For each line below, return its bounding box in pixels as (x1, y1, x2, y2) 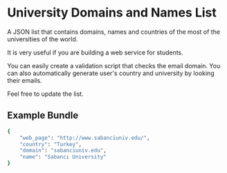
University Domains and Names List (7, 5, 217, 21)
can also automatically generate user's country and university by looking (7, 69, 215, 77)
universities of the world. (7, 34, 78, 43)
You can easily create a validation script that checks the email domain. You (7, 61, 221, 70)
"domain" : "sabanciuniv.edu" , (19, 147, 107, 154)
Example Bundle (7, 110, 79, 121)
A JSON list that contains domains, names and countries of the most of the (7, 28, 220, 36)
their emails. (7, 76, 43, 84)
